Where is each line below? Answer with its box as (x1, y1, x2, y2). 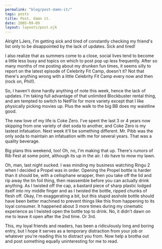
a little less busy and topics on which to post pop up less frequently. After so (5, 58, 158, 64)
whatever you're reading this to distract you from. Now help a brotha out (5, 233, 149, 239)
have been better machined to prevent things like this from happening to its (5, 198, 155, 204)
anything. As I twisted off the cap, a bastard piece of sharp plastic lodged (5, 183, 151, 189)
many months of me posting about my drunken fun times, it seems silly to (5, 63, 151, 69)
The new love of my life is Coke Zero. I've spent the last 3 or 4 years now (5, 118, 151, 124)
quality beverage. (5, 138, 40, 144)
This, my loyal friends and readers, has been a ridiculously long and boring (5, 223, 154, 229)
